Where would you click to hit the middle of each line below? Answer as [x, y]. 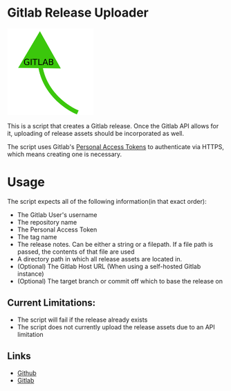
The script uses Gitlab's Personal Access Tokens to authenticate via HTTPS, [116, 146]
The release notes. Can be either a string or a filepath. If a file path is [115, 244]
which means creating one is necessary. [65, 154]
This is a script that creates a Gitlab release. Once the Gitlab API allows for [113, 125]
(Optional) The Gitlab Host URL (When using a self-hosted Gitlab [109, 266]
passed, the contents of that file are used [76, 252]
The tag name [37, 236]
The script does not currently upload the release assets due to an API [116, 327]
